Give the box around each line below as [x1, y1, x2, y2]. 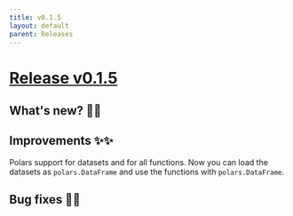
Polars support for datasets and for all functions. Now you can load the [9, 156, 269, 167]
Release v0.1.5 [9, 68, 118, 88]
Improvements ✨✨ [9, 133, 114, 148]
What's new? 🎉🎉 [9, 103, 102, 118]
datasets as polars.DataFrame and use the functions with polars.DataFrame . [9, 166, 285, 177]
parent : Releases [9, 29, 74, 38]
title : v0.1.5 [9, 12, 62, 22]
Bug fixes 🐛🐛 [9, 192, 81, 207]
